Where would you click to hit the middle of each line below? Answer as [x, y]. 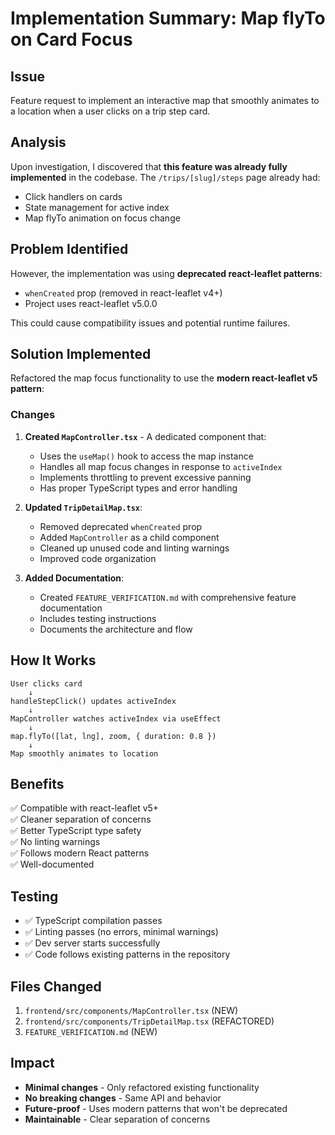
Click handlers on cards [73, 196]
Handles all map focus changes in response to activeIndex [161, 466]
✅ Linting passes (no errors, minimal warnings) [121, 932]
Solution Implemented [81, 354]
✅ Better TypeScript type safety [76, 831]
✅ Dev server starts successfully [92, 943]
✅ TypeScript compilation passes [93, 921]
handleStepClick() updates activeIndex [93, 701]
